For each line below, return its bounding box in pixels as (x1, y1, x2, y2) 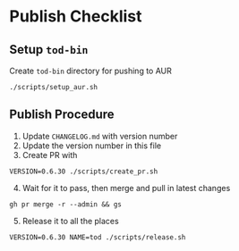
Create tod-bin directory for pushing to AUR (9, 65, 172, 76)
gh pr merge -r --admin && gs (9, 199, 123, 209)
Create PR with (21, 149, 78, 160)
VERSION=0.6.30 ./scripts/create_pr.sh (9, 167, 158, 176)
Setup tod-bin (9, 42, 89, 57)
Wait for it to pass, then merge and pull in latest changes (21, 182, 231, 193)
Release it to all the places (21, 215, 119, 226)
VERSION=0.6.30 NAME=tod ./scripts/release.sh (9, 232, 186, 242)
